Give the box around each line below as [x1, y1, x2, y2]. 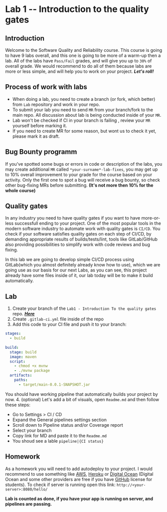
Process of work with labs [5, 83, 87, 91]
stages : [5, 331, 21, 336]
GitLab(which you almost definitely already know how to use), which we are [5, 262, 161, 268]
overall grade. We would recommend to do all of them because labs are [5, 63, 152, 69]
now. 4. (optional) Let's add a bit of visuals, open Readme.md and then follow [5, 396, 160, 402]
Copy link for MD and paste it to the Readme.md [12, 433, 107, 439]
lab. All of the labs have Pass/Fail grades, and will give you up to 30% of [5, 58, 152, 63]
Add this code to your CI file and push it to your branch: [12, 321, 127, 327]
